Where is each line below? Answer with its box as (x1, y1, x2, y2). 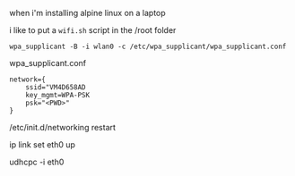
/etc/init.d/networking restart (9, 122, 117, 132)
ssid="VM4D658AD (25, 83, 87, 92)
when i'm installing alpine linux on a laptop (9, 8, 166, 18)
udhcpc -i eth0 (9, 156, 65, 167)
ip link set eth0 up (9, 139, 76, 150)
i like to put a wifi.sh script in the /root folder (9, 25, 177, 35)
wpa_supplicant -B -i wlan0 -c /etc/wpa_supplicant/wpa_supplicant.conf (9, 42, 287, 51)
